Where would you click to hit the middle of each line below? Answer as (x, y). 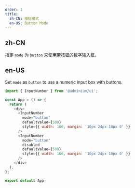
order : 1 (14, 9)
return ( (18, 104)
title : (12, 14)
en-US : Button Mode (29, 23)
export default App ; (26, 180)
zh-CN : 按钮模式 (24, 18)
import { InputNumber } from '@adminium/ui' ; (51, 91)
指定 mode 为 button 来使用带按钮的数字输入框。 (52, 55)
